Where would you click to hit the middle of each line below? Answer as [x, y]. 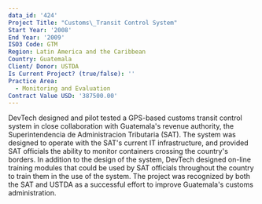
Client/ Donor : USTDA [44, 67]
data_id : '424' [33, 15]
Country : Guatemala [40, 60]
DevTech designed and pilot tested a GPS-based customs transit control [125, 118]
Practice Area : [33, 81]
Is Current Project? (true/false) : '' [72, 74]
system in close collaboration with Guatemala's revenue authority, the [121, 126]
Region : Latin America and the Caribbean [77, 52]
